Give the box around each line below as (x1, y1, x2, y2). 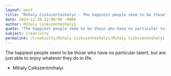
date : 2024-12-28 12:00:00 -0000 (5, 17, 76, 22)
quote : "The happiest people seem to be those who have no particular (5, 26, 158, 31)
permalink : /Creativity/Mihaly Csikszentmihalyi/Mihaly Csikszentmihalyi (5, 36, 165, 41)
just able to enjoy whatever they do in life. (5, 55, 93, 61)
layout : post (5, 7, 33, 13)
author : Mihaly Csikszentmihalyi (5, 21, 76, 27)
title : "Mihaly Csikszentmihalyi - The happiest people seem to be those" (5, 12, 167, 17)
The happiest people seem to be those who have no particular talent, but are (5, 49, 166, 56)
